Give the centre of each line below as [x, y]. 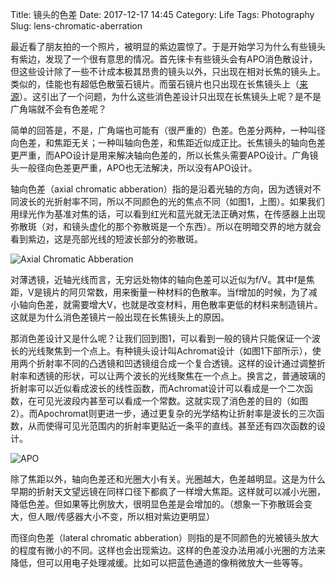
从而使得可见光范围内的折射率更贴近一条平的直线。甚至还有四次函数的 [172, 426]
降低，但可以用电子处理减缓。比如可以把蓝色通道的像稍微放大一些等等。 [159, 562]
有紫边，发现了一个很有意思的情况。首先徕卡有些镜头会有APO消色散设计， [164, 59]
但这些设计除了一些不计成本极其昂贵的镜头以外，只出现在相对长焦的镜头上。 [168, 71]
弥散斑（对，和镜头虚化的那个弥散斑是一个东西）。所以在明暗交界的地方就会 [166, 226]
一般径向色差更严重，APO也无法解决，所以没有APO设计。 [138, 167]
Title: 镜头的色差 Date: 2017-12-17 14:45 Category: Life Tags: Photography [162, 14]
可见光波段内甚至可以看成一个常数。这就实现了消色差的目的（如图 [172, 401]
